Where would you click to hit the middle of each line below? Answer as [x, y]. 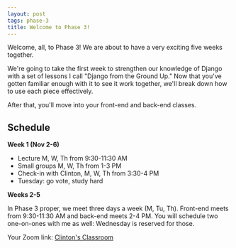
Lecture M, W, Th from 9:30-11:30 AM [72, 158]
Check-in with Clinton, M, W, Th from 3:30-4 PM [88, 173]
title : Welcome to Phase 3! [49, 27]
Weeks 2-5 [24, 195]
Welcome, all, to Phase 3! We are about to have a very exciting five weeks [115, 48]
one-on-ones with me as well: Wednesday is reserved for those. [101, 224]
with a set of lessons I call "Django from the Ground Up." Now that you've [114, 76]
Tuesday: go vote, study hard [60, 181]
